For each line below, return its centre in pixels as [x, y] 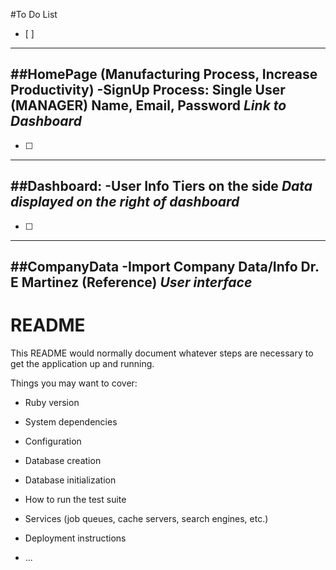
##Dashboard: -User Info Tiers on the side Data [161, 186]
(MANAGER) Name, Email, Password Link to [148, 105]
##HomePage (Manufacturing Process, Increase [164, 74]
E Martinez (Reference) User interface [131, 282]
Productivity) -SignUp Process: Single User [148, 90]
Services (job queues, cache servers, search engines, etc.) [146, 518]
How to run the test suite [75, 499]
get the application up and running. [82, 363]
